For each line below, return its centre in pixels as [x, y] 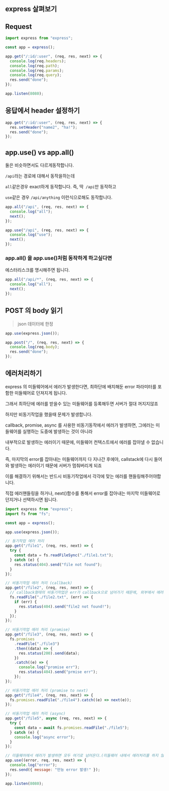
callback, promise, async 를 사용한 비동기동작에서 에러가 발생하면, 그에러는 [80, 425]
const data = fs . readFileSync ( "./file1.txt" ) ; [64, 555]
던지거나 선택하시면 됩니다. [31, 499]
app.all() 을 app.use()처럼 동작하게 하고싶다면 [59, 258]
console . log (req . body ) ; [34, 347]
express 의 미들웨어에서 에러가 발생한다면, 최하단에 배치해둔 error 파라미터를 [81, 386]
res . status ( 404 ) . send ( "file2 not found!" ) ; [65, 607]
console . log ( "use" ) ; [31, 235]
